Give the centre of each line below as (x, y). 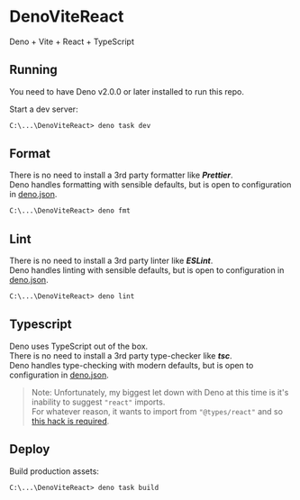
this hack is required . (70, 421)
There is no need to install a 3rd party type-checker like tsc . (121, 355)
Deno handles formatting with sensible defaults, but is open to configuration (150, 185)
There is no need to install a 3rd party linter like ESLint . (111, 261)
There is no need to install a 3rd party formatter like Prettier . (121, 175)
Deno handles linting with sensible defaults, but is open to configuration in (147, 270)
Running (34, 70)
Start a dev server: (44, 109)
